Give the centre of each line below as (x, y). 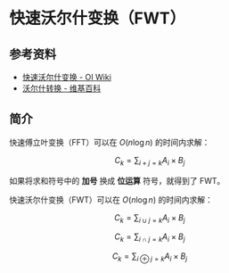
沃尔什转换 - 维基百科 (61, 88)
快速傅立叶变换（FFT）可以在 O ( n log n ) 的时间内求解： (110, 142)
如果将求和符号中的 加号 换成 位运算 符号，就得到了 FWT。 (117, 180)
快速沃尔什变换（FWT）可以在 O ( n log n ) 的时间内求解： (111, 199)
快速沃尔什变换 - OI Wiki (66, 77)
